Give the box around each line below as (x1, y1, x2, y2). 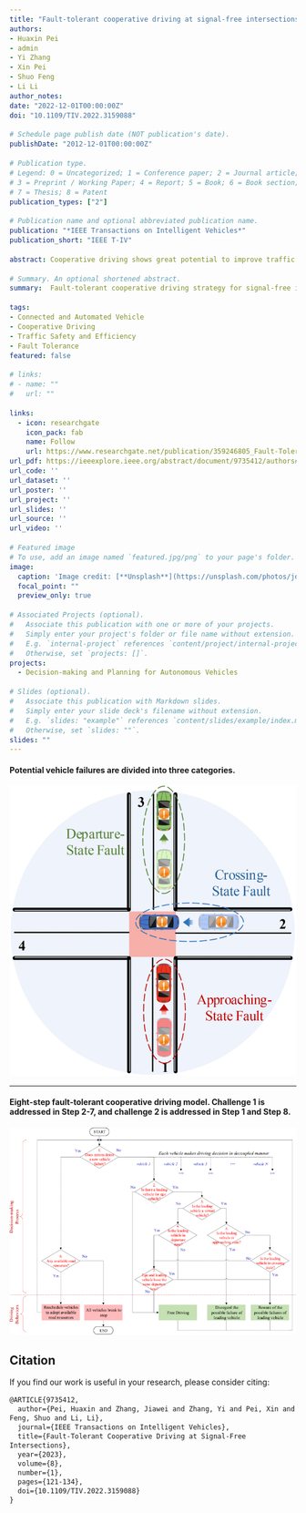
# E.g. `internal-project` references (9, 639, 166, 649)
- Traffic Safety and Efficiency (9, 332, 137, 341)
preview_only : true (17, 591, 92, 600)
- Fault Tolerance (9, 342, 79, 351)
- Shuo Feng (9, 73, 55, 82)
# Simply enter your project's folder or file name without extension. (9, 629, 296, 639)
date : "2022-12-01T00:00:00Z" (9, 101, 125, 110)
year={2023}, (17, 1450, 67, 1459)
